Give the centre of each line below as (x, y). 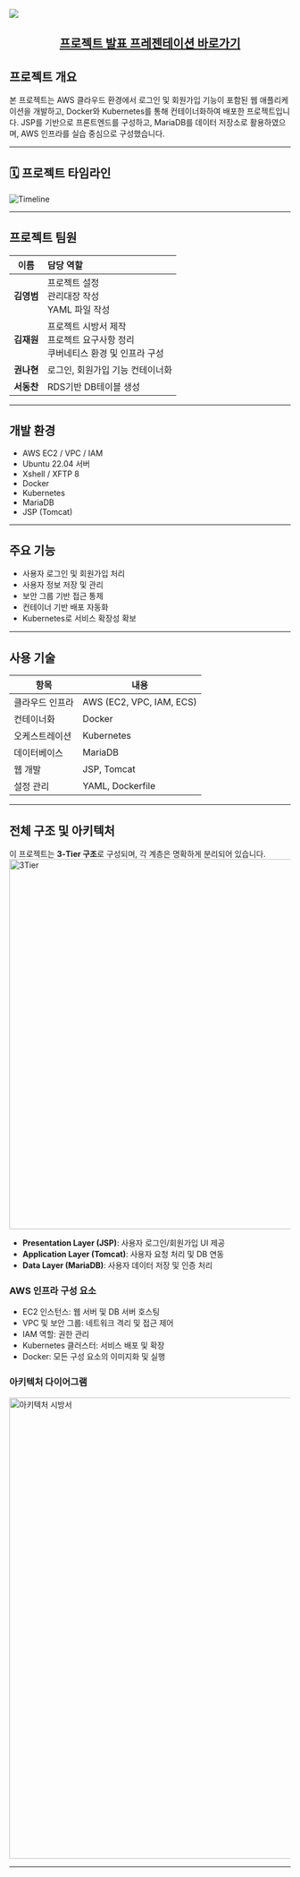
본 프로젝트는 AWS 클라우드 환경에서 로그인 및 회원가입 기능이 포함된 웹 (133, 100)
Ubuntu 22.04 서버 (56, 463)
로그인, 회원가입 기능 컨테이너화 (110, 370)
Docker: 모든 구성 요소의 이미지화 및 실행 (94, 1357)
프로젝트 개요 (43, 77)
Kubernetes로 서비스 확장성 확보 (79, 619)
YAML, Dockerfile (119, 786)
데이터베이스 (39, 753)
